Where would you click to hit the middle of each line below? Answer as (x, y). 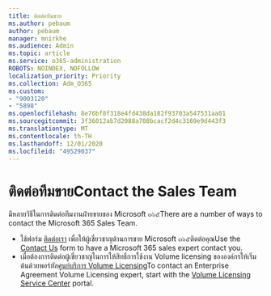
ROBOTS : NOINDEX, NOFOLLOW (54, 69)
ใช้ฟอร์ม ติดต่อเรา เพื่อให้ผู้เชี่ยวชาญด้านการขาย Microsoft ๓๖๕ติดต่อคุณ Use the (130, 239)
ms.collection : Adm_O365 (50, 83)
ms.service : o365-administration (65, 61)
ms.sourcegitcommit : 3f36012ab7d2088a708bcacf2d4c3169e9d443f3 (117, 121)
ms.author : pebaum (39, 23)
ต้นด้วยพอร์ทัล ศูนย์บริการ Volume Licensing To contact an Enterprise (124, 266)
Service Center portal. (57, 283)
